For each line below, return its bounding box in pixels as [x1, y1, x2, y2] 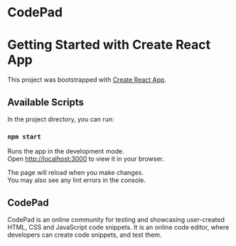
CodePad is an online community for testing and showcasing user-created [7, 215, 225, 224]
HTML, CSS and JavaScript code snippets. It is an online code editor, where [7, 223, 230, 232]
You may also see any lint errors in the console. [7, 176, 146, 185]
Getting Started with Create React [7, 37, 211, 53]
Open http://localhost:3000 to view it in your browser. [7, 154, 165, 164]
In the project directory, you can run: [7, 114, 114, 123]
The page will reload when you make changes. [7, 169, 144, 177]
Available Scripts [7, 96, 84, 108]
